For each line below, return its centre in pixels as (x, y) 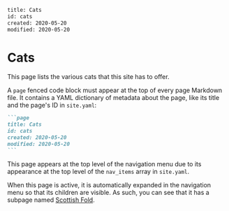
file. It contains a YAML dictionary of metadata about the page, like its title (113, 98)
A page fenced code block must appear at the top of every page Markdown (115, 90)
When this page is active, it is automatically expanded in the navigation (109, 184)
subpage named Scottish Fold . (51, 200)
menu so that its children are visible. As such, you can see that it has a (108, 192)
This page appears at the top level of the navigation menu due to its (104, 163)
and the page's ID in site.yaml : (52, 105)
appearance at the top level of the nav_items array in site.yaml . (98, 171)
